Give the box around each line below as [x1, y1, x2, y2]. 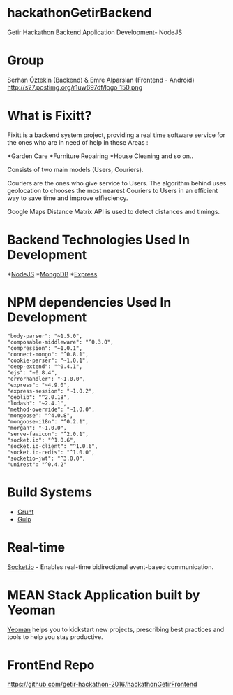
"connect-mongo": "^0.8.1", [7, 351, 89, 358]
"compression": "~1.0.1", [7, 344, 82, 351]
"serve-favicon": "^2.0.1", [7, 430, 89, 437]
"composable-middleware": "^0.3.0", [7, 338, 114, 346]
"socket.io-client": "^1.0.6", [7, 442, 98, 449]
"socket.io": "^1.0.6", [7, 436, 77, 444]
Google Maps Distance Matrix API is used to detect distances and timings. [7, 207, 220, 216]
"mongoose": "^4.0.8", [7, 412, 73, 419]
